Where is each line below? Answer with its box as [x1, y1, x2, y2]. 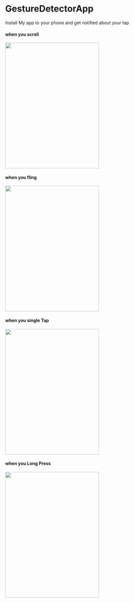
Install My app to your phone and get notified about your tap [5, 20, 129, 26]
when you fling [5, 174, 37, 180]
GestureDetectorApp [5, 3, 94, 15]
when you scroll [5, 31, 39, 37]
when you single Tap [5, 317, 49, 323]
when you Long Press [5, 461, 51, 467]
